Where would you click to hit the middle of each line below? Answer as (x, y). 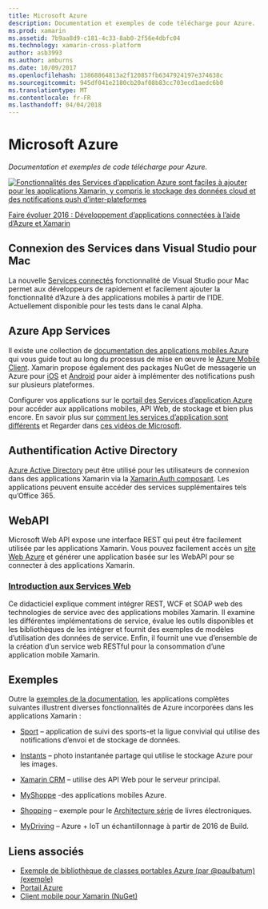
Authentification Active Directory (93, 450)
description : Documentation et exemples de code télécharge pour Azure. (132, 23)
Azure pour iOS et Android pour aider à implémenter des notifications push (132, 376)
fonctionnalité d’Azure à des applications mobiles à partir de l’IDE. (116, 297)
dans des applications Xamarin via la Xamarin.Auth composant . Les (119, 478)
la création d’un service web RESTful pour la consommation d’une (117, 646)
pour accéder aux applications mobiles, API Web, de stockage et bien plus (131, 408)
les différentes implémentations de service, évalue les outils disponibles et (131, 621)
